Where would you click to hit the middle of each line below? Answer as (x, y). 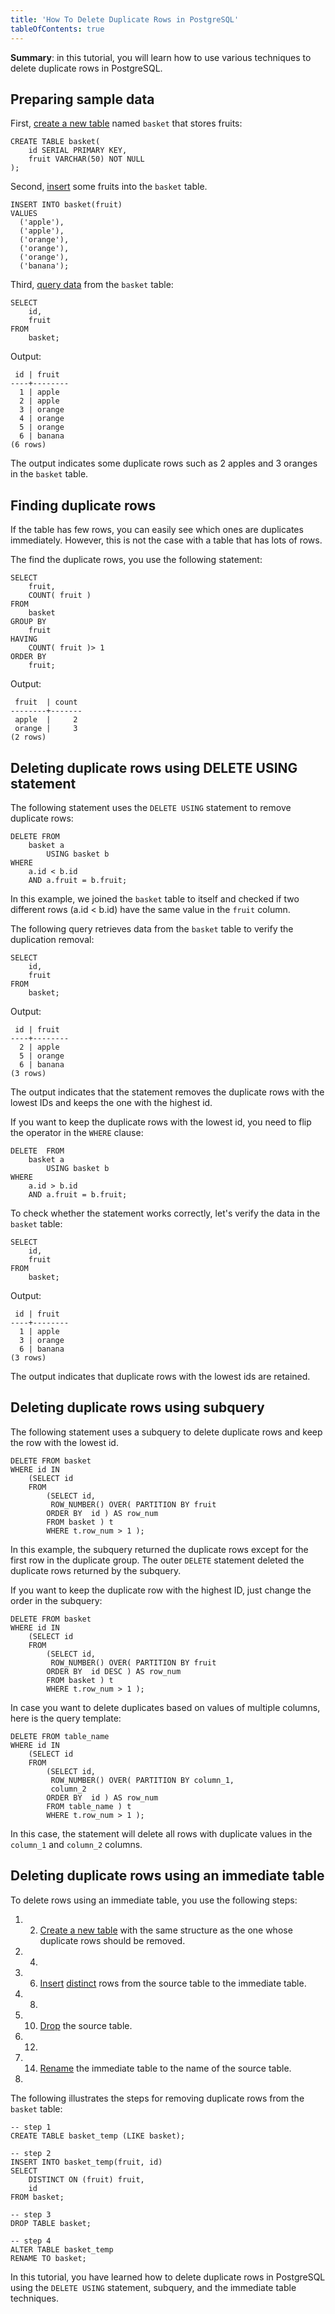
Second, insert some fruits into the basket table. (109, 187)
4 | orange (42, 419)
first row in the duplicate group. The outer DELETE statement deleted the (157, 1560)
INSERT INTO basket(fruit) (66, 205)
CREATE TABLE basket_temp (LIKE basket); (98, 2136)
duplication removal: (52, 939)
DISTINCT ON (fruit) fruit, (86, 2179)
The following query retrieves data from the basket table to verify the (152, 928)
